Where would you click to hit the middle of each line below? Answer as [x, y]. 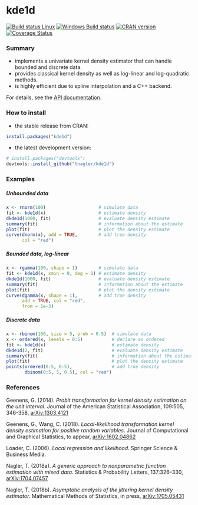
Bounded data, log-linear [38, 254]
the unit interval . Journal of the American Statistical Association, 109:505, [95, 406]
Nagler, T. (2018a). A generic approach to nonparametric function [86, 466]
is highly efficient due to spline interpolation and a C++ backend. [93, 86]
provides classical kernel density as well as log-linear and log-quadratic [102, 74]
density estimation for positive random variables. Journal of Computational [97, 431]
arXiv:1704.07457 [27, 478]
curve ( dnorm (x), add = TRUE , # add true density [76, 235]
